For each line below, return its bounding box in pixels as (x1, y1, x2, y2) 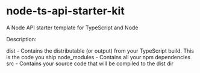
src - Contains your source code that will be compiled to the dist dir (6, 60, 173, 67)
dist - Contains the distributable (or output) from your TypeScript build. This (6, 47, 195, 54)
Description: (6, 35, 37, 42)
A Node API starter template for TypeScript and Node (6, 24, 139, 31)
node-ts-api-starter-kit (6, 4, 125, 18)
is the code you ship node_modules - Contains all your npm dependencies (6, 53, 191, 60)
